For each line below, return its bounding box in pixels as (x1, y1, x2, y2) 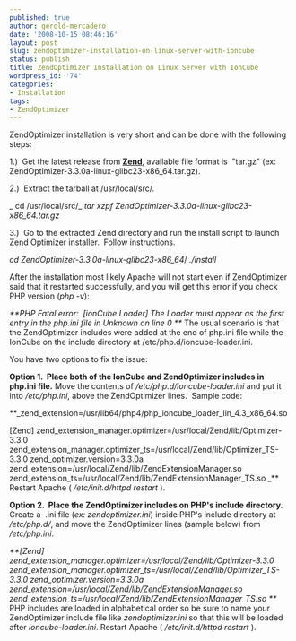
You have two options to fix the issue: (9, 354, 148, 365)
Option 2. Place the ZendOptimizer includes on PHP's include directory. (9, 499, 284, 511)
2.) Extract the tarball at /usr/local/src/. (9, 183, 155, 194)
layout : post (9, 38, 58, 48)
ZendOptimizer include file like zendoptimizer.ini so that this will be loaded (9, 612, 283, 623)
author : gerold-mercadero (9, 22, 106, 30)
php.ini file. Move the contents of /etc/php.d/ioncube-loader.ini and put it (9, 381, 282, 392)
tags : (9, 96, 30, 106)
